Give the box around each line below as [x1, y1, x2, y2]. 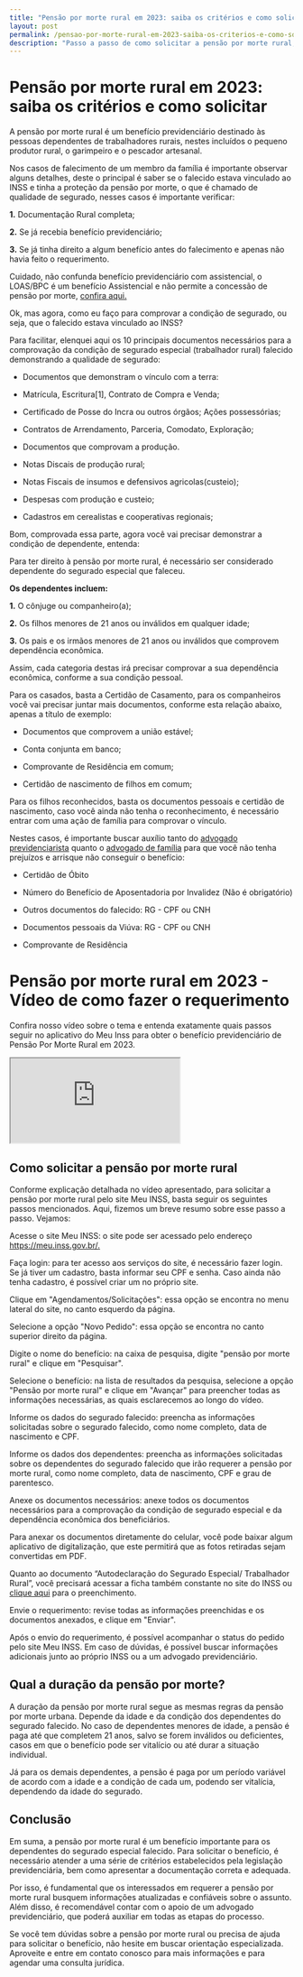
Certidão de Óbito [22, 870, 89, 881]
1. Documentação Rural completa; [9, 209, 135, 220]
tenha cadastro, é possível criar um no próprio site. [9, 1276, 199, 1287]
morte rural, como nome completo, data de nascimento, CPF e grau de [9, 1467, 272, 1478]
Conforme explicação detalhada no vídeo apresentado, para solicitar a [9, 1184, 271, 1195]
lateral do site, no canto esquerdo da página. [9, 1303, 176, 1314]
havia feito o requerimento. [9, 254, 110, 264]
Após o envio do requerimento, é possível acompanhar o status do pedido [9, 1631, 285, 1642]
